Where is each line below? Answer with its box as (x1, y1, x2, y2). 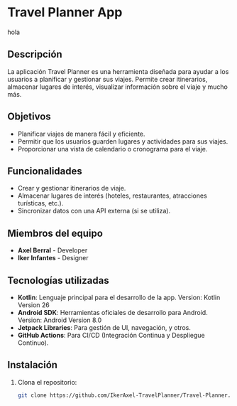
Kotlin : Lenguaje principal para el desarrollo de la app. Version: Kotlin (17, 293, 221, 301)
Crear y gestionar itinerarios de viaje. (17, 184, 126, 193)
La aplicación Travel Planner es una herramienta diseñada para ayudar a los (7, 67, 229, 75)
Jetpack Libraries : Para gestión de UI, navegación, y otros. (17, 324, 192, 331)
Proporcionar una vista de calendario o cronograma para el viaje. (17, 144, 208, 153)
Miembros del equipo (7, 227, 103, 239)
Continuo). (17, 338, 49, 347)
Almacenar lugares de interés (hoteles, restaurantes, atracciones (17, 191, 207, 200)
